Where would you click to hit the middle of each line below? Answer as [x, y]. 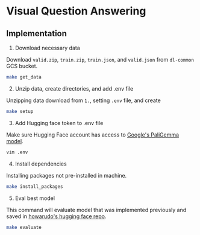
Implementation [37, 34]
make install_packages [35, 186]
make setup [20, 111]
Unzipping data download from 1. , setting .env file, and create [83, 100]
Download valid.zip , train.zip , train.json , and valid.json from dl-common [100, 60]
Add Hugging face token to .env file [59, 123]
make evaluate [24, 227]
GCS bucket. [22, 66]
